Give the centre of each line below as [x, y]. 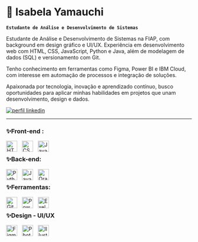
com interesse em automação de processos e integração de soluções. [91, 75]
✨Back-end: [24, 160]
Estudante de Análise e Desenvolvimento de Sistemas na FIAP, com [88, 38]
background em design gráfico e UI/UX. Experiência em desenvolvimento [95, 45]
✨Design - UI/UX [30, 216]
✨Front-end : [25, 131]
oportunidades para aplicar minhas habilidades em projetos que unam [91, 92]
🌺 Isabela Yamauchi [55, 12]
